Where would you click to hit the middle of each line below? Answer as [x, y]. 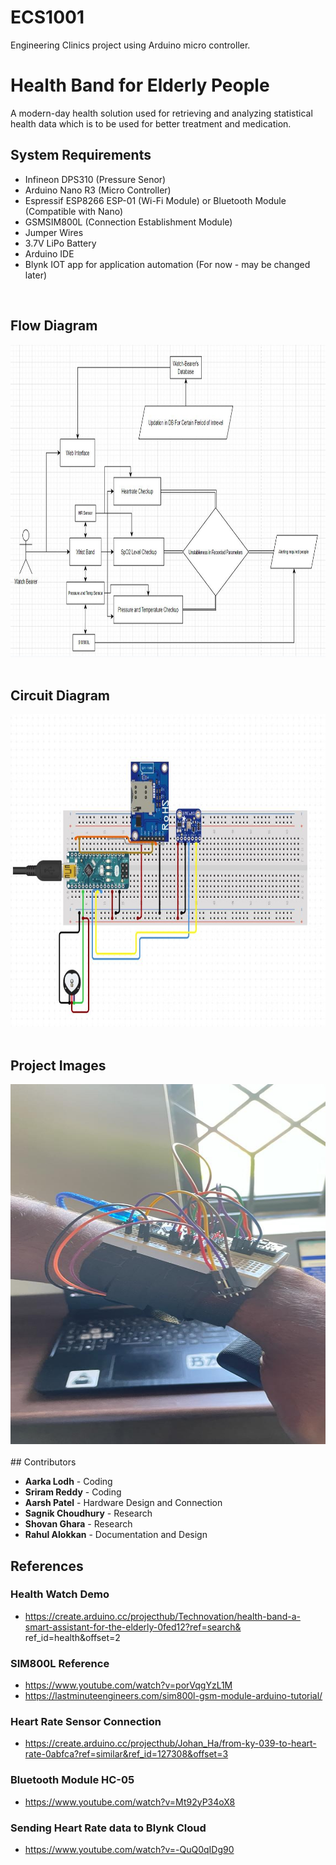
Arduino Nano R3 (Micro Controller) [98, 190]
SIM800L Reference [60, 1663]
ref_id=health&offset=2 [72, 1637]
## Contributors [43, 1462]
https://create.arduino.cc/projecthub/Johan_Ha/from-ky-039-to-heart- [170, 1743]
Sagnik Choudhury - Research [88, 1513]
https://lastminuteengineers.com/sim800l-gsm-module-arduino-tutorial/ [173, 1696]
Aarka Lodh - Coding [68, 1482]
